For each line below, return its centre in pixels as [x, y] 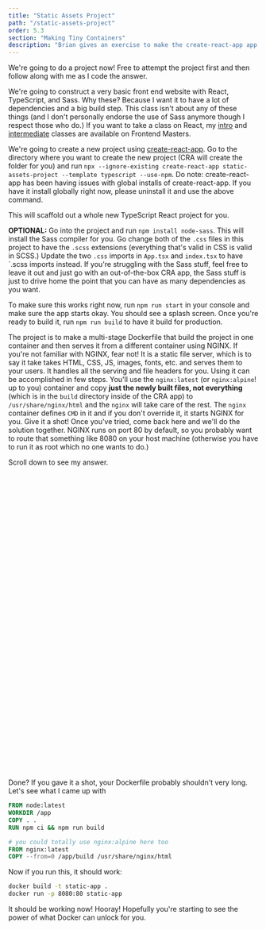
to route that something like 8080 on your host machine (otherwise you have [133, 438]
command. [26, 200]
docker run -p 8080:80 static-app [66, 894]
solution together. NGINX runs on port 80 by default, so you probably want [130, 430]
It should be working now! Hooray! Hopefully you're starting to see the [123, 909]
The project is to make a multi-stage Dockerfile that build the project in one [131, 338]
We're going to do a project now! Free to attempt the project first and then [129, 68]
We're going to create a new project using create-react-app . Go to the [123, 149]
